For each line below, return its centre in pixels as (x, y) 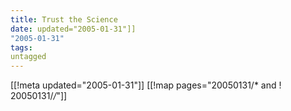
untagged (28, 57)
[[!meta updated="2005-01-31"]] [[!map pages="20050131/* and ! (146, 85)
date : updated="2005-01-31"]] (73, 29)
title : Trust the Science (64, 19)
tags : (21, 47)
